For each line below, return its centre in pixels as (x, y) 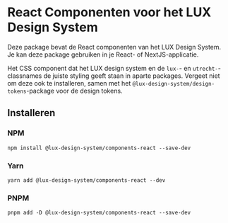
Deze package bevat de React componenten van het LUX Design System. (114, 47)
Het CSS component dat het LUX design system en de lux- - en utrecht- (113, 68)
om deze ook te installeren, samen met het (69, 83)
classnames (25, 76)
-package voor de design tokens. (74, 91)
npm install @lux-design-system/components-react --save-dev (99, 148)
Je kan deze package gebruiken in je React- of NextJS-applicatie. (103, 55)
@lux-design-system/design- (174, 84)
